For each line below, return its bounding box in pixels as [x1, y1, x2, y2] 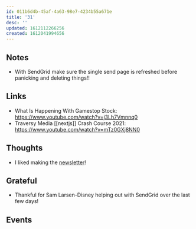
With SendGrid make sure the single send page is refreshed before [14, 68, 178, 75]
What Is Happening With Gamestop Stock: [14, 107, 117, 114]
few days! [14, 198, 39, 205]
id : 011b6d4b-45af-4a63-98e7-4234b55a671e [6, 8, 112, 15]
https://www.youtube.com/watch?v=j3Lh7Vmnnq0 [14, 113, 138, 120]
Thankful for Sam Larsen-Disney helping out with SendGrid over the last [14, 191, 190, 198]
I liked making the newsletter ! [14, 159, 87, 166]
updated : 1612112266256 [6, 25, 65, 31]
